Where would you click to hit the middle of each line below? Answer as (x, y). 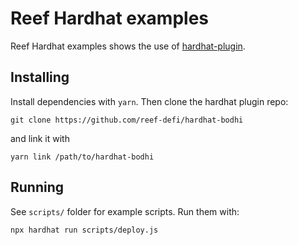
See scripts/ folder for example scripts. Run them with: (125, 211)
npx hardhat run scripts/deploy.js (84, 230)
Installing (40, 77)
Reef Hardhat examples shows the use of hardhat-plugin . (128, 46)
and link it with (40, 138)
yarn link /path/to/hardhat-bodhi (82, 157)
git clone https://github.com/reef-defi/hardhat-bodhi (127, 120)
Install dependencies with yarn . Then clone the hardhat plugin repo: (149, 101)
